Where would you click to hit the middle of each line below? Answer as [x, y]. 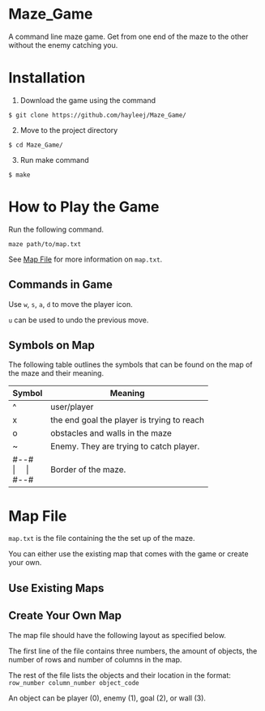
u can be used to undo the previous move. [79, 320]
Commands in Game [61, 285]
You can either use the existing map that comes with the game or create [128, 554]
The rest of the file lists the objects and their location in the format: [120, 675]
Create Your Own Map [65, 616]
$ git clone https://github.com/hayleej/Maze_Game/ [97, 115]
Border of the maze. [88, 470]
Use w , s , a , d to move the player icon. [71, 304]
